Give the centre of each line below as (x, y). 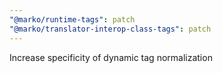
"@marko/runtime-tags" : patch (72, 19)
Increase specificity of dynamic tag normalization (111, 57)
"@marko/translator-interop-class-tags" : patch (110, 29)
